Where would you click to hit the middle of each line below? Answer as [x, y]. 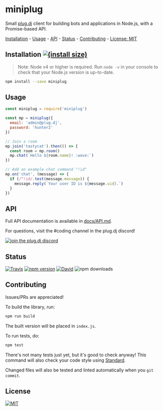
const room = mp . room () [35, 151]
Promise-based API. [26, 28]
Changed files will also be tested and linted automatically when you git [79, 370]
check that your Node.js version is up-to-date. [66, 72]
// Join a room [21, 141]
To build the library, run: [30, 307]
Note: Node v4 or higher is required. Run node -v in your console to [88, 66]
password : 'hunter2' [31, 128]
